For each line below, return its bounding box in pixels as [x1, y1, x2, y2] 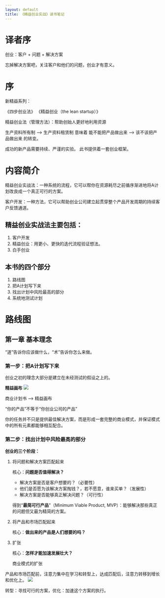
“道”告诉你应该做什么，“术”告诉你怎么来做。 [5, 349, 95, 355]
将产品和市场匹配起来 [12, 518, 55, 524]
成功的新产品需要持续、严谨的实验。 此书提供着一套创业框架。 [5, 146, 131, 152]
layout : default [5, 7, 38, 12]
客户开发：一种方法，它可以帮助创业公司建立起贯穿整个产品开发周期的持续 [5, 199, 156, 205]
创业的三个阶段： [5, 448, 40, 454]
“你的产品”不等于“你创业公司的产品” [5, 406, 78, 412]
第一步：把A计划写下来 [5, 362, 59, 369]
